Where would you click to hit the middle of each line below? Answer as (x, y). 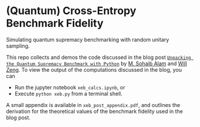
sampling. (18, 46)
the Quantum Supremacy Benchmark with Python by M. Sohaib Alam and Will (96, 63)
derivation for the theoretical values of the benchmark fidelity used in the (95, 111)
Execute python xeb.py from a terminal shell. (69, 93)
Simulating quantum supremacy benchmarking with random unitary (88, 39)
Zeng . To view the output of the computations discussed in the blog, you (94, 69)
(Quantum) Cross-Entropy (71, 11)
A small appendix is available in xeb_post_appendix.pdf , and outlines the (93, 105)
